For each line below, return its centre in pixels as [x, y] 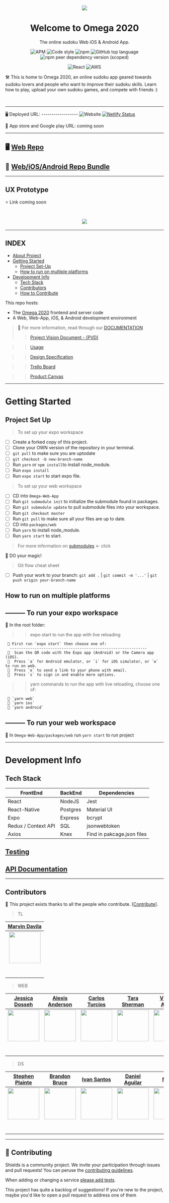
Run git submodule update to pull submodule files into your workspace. [86, 507]
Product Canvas [47, 376]
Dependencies [117, 792]
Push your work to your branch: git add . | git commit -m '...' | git [85, 575]
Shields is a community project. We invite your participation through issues [83, 1165]
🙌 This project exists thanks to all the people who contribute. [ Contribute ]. [82, 904]
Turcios [97, 1004]
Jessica [24, 998]
